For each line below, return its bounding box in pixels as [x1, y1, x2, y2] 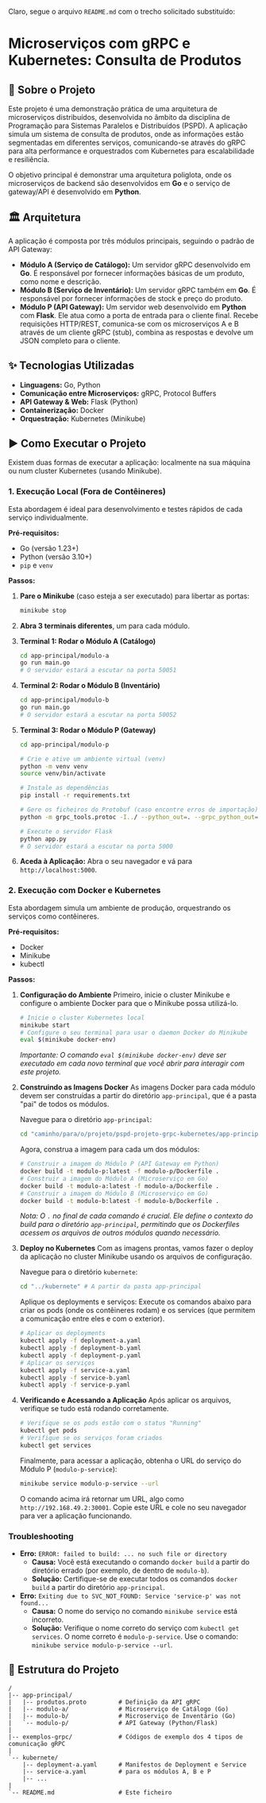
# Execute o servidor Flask [19, 827, 113, 835]
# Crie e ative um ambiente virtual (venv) [19, 755, 167, 763]
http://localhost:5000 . [19, 865, 98, 875]
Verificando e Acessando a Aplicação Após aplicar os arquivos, [19, 1395, 232, 1405]
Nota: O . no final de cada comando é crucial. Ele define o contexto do [19, 1211, 253, 1221]
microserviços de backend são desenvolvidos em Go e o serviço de [8, 179, 230, 188]
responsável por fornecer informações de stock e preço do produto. [19, 293, 244, 303]
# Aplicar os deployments [19, 1329, 106, 1337]
